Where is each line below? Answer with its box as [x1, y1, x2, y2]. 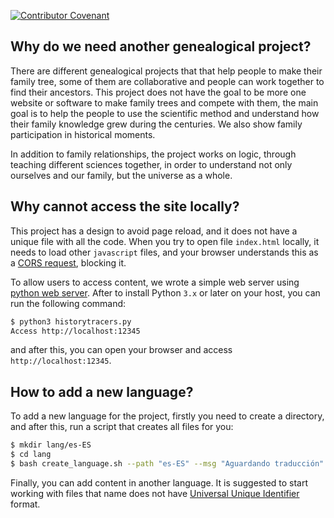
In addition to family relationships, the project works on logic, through [10, 148, 297, 160]
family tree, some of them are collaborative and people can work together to [10, 75, 325, 87]
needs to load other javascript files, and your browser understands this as [10, 246, 319, 258]
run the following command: [10, 297, 127, 309]
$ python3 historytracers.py [10, 316, 132, 327]
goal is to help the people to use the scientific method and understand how [10, 107, 320, 119]
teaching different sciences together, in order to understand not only [10, 158, 293, 170]
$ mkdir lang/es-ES [10, 440, 92, 450]
